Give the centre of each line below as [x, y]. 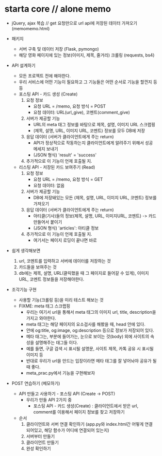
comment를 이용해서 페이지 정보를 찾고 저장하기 [79, 412]
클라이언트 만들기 [42, 442]
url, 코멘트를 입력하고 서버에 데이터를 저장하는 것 [65, 261]
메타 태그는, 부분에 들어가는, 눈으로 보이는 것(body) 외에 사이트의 [88, 336]
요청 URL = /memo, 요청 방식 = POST [70, 106]
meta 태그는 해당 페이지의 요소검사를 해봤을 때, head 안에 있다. [86, 324]
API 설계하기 [24, 65]
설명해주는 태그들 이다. [57, 342]
